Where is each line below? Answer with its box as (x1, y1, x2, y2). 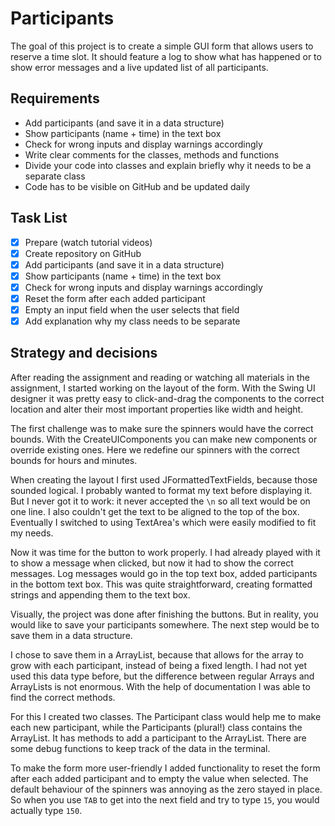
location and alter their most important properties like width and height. (10, 403, 304, 415)
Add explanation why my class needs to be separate (24, 315, 241, 327)
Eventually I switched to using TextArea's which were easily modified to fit (10, 516, 317, 528)
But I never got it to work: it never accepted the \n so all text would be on (10, 495, 311, 507)
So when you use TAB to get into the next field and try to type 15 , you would (10, 793, 320, 806)
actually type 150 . (10, 804, 83, 816)
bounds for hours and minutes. (10, 454, 138, 466)
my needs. (10, 527, 54, 539)
